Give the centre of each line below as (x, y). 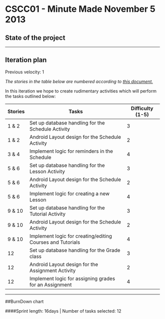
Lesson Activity (47, 171)
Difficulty (142, 108)
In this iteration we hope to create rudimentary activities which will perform (81, 91)
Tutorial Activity (47, 214)
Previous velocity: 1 (25, 72)
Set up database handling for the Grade (75, 250)
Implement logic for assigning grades (72, 278)
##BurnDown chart (25, 301)
